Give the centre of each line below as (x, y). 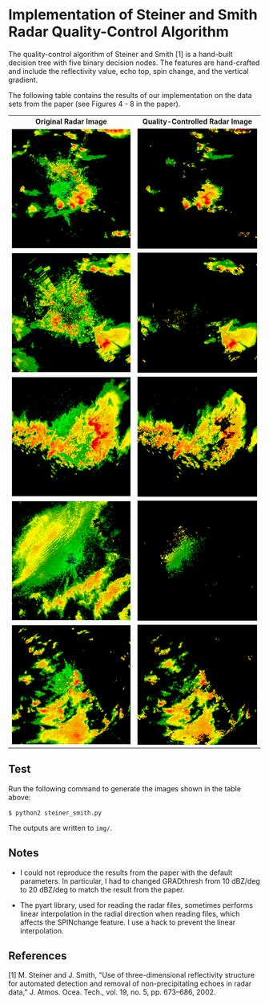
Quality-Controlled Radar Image (198, 121)
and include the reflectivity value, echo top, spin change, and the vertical (128, 71)
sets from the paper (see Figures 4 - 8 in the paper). (94, 104)
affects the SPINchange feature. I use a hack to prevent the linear (128, 922)
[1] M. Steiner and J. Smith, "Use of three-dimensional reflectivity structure (131, 975)
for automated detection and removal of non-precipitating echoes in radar (130, 984)
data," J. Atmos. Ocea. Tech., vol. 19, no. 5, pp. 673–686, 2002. (112, 992)
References (38, 956)
